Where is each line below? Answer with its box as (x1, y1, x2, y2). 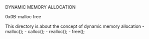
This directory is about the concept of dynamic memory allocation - (5, 23, 144, 29)
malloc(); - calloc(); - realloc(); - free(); (5, 29, 85, 34)
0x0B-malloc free (5, 14, 41, 19)
